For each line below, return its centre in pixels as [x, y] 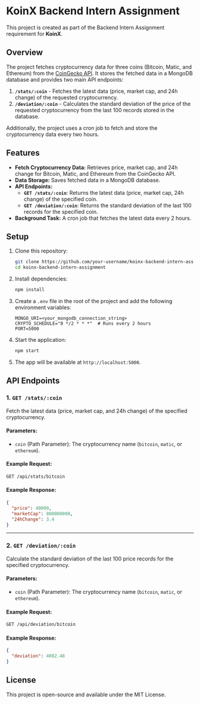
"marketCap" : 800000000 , [42, 513]
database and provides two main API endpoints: [65, 79]
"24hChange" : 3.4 [33, 519]
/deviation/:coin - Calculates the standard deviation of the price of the [103, 104]
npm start [27, 351]
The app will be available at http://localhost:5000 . [78, 362]
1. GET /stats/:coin [34, 398]
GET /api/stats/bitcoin [36, 476]
